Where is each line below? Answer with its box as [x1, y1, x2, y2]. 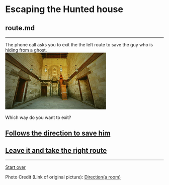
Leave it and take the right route [5, 146, 107, 155]
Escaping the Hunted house [5, 4, 123, 15]
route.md [5, 24, 35, 32]
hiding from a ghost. [5, 47, 47, 53]
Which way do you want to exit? [5, 114, 71, 120]
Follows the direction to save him [5, 129, 111, 138]
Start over [5, 164, 26, 170]
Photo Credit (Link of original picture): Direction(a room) [5, 174, 121, 180]
